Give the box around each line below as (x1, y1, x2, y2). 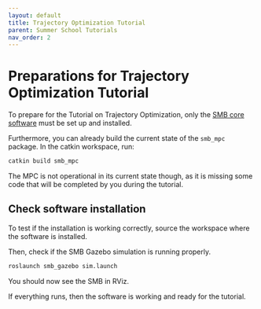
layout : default (8, 11, 61, 20)
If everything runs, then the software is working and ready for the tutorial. (8, 292, 246, 301)
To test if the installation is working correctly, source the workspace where (8, 223, 250, 233)
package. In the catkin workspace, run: (8, 142, 135, 152)
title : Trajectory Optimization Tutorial (8, 19, 146, 27)
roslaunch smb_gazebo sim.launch (8, 262, 118, 270)
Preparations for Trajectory (8, 68, 190, 85)
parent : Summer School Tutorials (8, 26, 118, 34)
